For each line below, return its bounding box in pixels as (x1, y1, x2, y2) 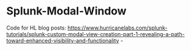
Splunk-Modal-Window (6, 4, 127, 18)
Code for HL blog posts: (6, 24, 67, 31)
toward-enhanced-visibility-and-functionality (6, 37, 120, 44)
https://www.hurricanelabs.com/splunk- (67, 24, 168, 31)
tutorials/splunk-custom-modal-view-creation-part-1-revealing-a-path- (6, 30, 185, 37)
